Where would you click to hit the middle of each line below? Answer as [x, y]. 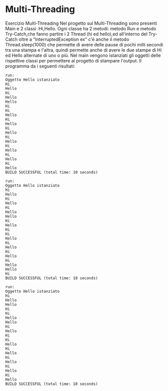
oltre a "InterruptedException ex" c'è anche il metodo [74, 39]
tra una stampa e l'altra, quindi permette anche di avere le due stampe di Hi [83, 50]
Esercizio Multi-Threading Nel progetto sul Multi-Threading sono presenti [81, 23]
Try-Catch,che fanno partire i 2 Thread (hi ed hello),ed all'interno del [76, 34]
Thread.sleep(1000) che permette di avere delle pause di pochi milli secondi [84, 44]
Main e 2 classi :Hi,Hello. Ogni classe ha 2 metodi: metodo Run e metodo [81, 28]
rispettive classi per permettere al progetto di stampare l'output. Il [73, 60]
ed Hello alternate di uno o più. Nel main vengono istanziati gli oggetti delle [83, 55]
